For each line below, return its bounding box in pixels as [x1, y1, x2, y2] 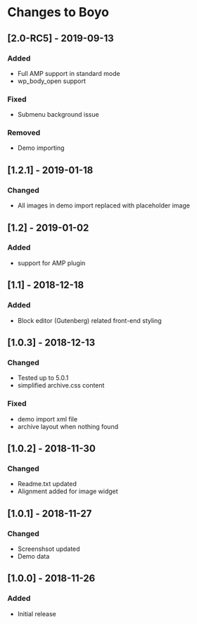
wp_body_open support [17, 77, 87, 85]
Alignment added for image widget [17, 487, 118, 496]
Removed [7, 128, 41, 138]
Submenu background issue [17, 110, 100, 119]
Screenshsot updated [17, 545, 80, 553]
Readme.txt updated [17, 480, 77, 488]
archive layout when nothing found [17, 422, 118, 431]
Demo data [17, 552, 50, 560]
